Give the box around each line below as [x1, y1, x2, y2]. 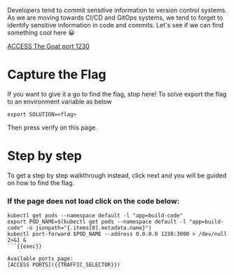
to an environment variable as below [7, 97, 112, 105]
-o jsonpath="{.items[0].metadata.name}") [25, 224, 152, 231]
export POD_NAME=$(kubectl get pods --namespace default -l [7, 218, 187, 226]
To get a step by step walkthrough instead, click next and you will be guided [7, 171, 227, 179]
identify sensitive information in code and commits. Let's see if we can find [7, 21, 224, 29]
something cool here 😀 [7, 28, 75, 37]
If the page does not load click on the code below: [7, 196, 180, 206]
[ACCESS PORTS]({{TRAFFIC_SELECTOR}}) [7, 262, 121, 269]
